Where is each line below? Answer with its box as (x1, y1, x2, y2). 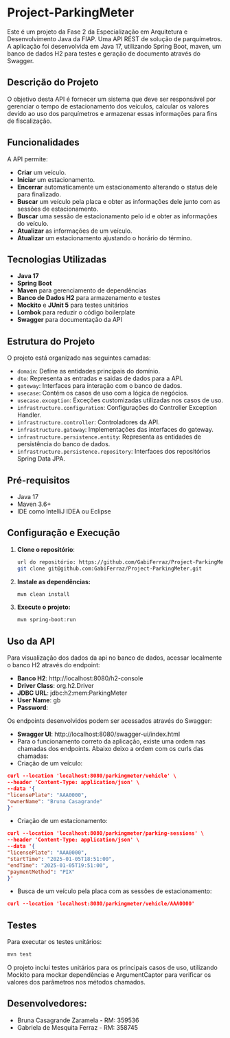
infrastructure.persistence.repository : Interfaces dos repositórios (16, 448, 211, 456)
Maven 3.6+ (16, 500, 51, 508)
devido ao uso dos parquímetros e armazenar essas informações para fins (7, 109, 218, 117)
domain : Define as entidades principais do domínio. (16, 367, 160, 376)
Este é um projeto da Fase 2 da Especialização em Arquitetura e (7, 27, 188, 36)
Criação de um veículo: (16, 759, 83, 768)
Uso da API (7, 635, 55, 647)
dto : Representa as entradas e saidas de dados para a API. (16, 374, 183, 382)
